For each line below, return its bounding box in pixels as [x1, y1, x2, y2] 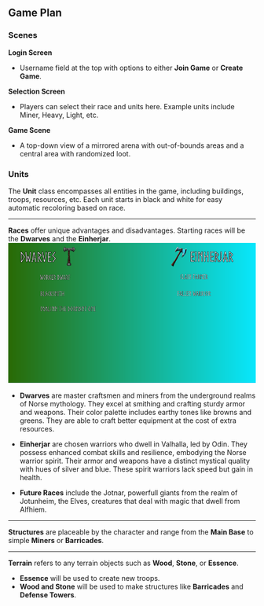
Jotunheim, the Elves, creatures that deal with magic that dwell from [19, 496, 240, 505]
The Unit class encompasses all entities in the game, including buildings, [8, 186, 244, 196]
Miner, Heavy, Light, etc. [19, 110, 99, 119]
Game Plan [8, 6, 63, 20]
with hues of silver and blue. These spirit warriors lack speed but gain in [19, 464, 254, 474]
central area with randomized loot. [19, 149, 131, 158]
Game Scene [8, 125, 51, 134]
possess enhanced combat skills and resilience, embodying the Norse [19, 447, 247, 457]
